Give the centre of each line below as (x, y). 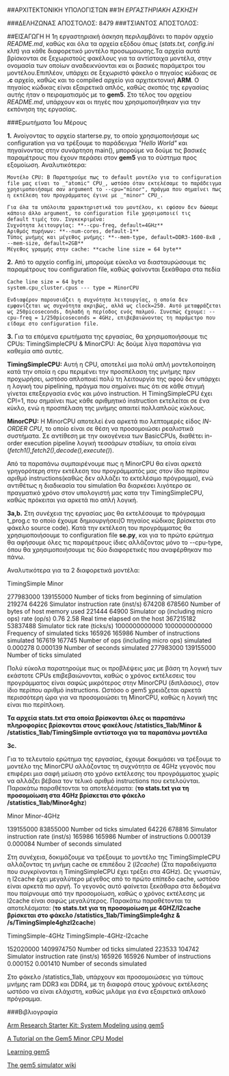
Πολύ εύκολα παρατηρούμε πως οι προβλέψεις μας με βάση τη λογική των (114, 668)
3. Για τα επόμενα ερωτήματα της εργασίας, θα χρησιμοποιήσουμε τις (107, 336)
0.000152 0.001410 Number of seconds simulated (77, 964)
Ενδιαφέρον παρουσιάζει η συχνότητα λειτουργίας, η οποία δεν (97, 300)
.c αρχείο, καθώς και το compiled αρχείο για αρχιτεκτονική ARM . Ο (103, 80)
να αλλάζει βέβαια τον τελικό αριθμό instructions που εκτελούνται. (104, 781)
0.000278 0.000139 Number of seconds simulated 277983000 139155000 (112, 648)
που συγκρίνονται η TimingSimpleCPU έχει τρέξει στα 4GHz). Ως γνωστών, (114, 872)
